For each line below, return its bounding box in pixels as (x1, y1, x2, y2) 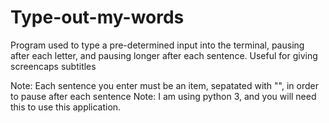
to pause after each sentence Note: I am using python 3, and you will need (10, 90, 317, 102)
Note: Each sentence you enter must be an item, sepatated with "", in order (10, 79, 319, 91)
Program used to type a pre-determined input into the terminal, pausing (10, 39, 305, 51)
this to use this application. (10, 101, 122, 113)
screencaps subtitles (10, 60, 97, 72)
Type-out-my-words (10, 6, 185, 29)
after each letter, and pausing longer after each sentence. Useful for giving (10, 49, 318, 61)
